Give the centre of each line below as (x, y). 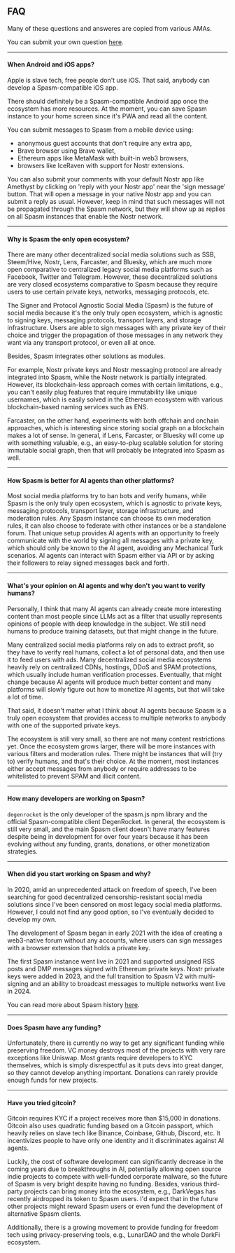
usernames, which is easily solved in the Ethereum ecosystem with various (115, 399)
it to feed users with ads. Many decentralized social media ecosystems (109, 659)
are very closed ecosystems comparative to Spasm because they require (113, 285)
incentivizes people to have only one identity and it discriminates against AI (116, 1141)
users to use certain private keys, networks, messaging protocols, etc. (108, 292)
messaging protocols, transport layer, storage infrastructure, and (100, 511)
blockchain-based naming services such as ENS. (78, 407)
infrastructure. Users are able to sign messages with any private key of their (116, 328)
